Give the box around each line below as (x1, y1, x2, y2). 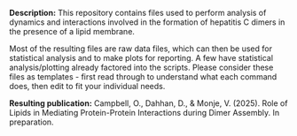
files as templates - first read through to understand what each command (9, 72, 277, 82)
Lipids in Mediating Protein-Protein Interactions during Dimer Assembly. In (9, 108, 280, 117)
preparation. (9, 117, 55, 127)
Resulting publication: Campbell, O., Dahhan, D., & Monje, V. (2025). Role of (9, 98, 288, 109)
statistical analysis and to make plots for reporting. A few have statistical (9, 53, 273, 63)
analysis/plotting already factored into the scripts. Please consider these (9, 62, 274, 72)
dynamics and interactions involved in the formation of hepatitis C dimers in (9, 17, 285, 27)
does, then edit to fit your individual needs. (9, 81, 166, 91)
